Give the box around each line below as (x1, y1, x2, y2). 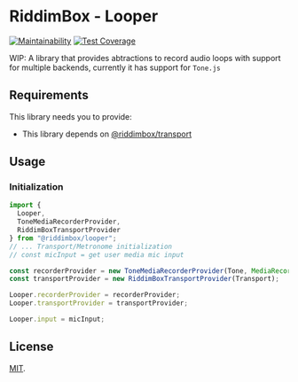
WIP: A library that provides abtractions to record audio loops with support (9, 52, 281, 63)
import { (9, 201, 42, 210)
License (9, 339, 54, 355)
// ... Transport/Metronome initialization (9, 242, 173, 251)
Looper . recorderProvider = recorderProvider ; (9, 291, 180, 300)
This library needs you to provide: (9, 111, 133, 121)
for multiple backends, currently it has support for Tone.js (9, 62, 222, 73)
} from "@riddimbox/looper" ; (9, 233, 117, 243)
